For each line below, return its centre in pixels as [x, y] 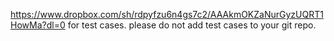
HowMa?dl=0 [38, 25]
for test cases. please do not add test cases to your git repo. [192, 25]
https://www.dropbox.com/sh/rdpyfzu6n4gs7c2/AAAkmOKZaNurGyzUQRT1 [167, 14]
